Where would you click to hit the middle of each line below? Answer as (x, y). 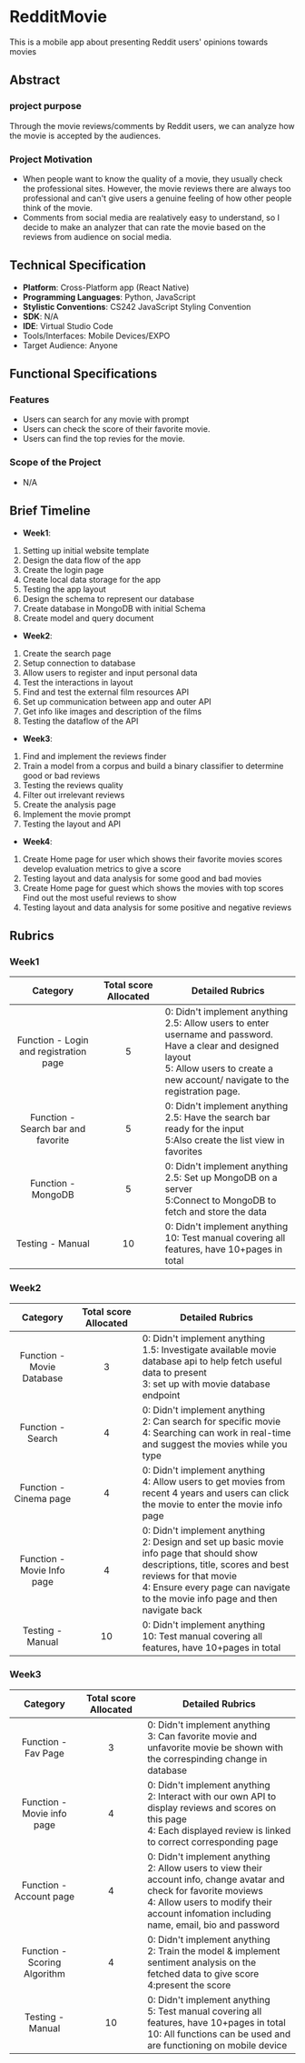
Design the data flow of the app (82, 560)
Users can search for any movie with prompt (106, 419)
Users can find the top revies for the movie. (104, 439)
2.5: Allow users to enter (217, 1023)
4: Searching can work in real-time (216, 1432)
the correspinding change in (207, 1758)
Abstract (35, 80)
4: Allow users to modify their (209, 1902)
